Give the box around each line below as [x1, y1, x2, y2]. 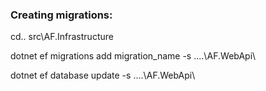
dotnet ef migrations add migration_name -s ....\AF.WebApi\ [10, 50, 257, 62]
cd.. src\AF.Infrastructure [10, 31, 114, 43]
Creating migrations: [10, 8, 113, 22]
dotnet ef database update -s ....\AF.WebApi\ [10, 69, 196, 82]
